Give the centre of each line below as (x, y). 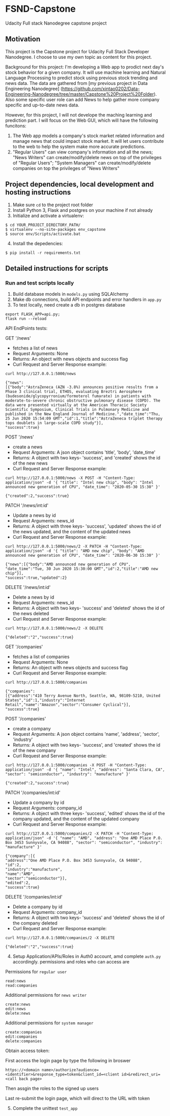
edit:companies (21, 1037)
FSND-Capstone (40, 9)
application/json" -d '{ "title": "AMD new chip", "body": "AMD (75, 551)
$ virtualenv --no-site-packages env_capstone (55, 229)
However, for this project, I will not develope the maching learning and (79, 115)
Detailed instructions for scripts (57, 268)
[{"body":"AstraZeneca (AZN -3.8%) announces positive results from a (82, 387)
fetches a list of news (35, 348)
